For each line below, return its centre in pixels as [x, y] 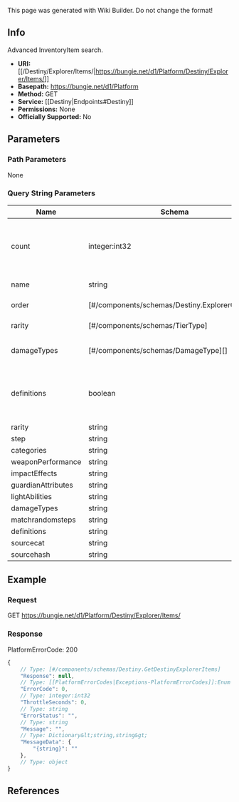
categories [29, 450]
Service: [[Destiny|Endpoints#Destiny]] [75, 101]
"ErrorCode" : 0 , [44, 689]
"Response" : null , [47, 676]
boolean [102, 393]
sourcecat [28, 543]
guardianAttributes [42, 485]
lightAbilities [31, 496]
